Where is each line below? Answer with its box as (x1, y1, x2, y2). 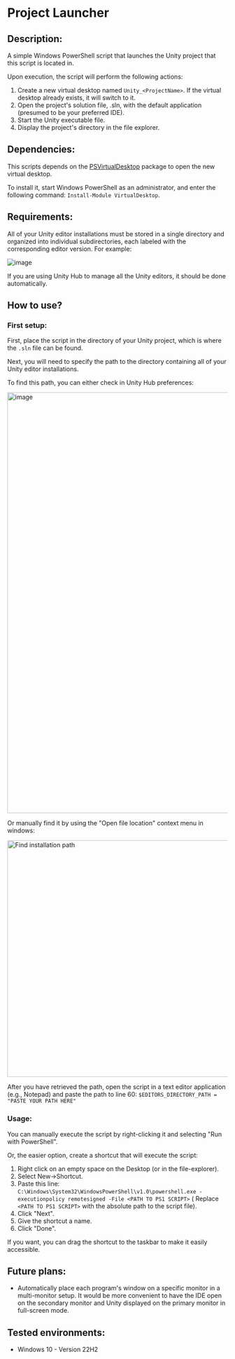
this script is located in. (7, 59, 75, 67)
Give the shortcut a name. (17, 1217, 92, 1225)
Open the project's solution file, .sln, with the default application (17, 101, 202, 109)
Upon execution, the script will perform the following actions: (7, 72, 183, 81)
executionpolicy (17, 1196, 65, 1203)
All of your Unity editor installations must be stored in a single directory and (7, 229, 225, 238)
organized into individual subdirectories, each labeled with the (7, 237, 187, 245)
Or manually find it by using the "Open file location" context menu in (7, 819, 204, 827)
